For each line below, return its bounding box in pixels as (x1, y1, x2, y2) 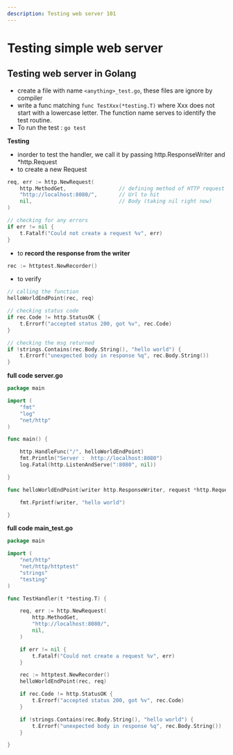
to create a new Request (17, 165, 87, 173)
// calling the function (7, 288, 79, 296)
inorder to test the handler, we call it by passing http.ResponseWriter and (17, 150, 225, 159)
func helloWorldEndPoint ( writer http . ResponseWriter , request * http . (7, 486, 213, 493)
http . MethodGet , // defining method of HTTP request (19, 185, 225, 192)
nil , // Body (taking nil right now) (19, 198, 213, 205)
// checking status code (7, 308, 79, 315)
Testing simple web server (7, 40, 163, 56)
